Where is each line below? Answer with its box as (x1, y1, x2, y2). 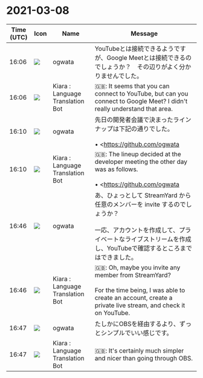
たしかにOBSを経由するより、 (94, 319, 180, 328)
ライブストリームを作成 (124, 235, 192, 243)
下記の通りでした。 (118, 125, 174, 133)
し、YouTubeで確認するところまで (94, 244, 192, 252)
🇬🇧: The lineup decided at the (94, 149, 181, 158)
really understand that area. (94, 104, 173, 112)
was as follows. (94, 165, 138, 173)
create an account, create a (94, 293, 173, 302)
